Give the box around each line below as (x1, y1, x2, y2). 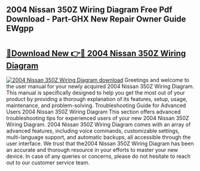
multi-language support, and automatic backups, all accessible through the (6, 134, 191, 141)
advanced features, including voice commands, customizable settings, (6, 127, 180, 134)
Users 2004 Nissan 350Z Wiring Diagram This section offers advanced (6, 108, 181, 115)
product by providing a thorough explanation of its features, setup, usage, (6, 96, 188, 102)
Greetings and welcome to (124, 77, 190, 83)
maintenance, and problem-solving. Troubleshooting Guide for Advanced (6, 102, 186, 109)
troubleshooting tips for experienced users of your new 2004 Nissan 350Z (6, 115, 189, 121)
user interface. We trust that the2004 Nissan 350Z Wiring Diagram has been (6, 140, 194, 147)
